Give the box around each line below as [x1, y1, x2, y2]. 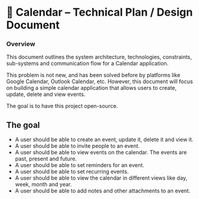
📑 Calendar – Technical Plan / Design [6, 5, 193, 19]
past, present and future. [14, 155, 77, 162]
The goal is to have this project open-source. [6, 103, 118, 110]
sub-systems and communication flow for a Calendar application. [6, 60, 169, 67]
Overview [6, 40, 36, 48]
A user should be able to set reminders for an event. [14, 162, 145, 169]
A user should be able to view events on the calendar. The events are [14, 149, 187, 156]
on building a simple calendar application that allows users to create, [6, 84, 177, 92]
